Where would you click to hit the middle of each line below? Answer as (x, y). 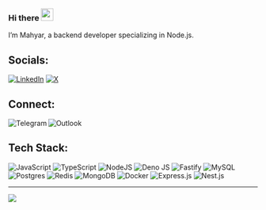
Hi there (24, 17)
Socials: (28, 60)
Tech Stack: (38, 148)
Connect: (32, 104)
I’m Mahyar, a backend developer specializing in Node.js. (101, 35)
